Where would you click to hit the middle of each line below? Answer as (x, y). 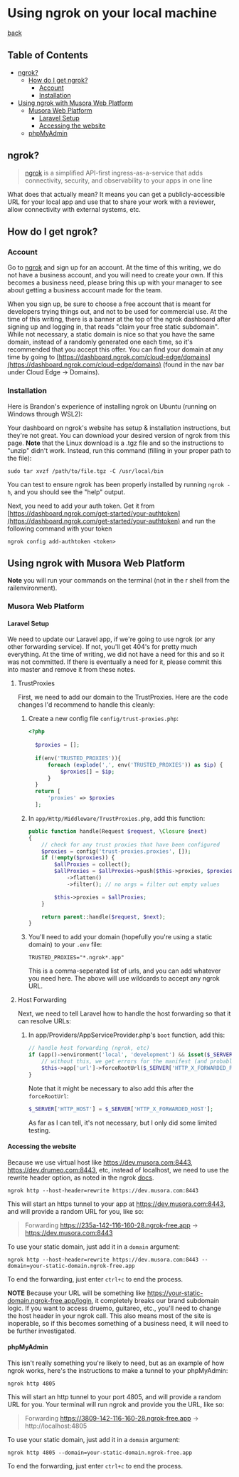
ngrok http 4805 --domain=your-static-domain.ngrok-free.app (100, 1453)
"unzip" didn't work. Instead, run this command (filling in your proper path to (119, 450)
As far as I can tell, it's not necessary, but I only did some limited (122, 1123)
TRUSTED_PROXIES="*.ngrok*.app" (76, 958)
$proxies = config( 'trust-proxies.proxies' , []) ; (116, 851)
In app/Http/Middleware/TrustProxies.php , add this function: (117, 818)
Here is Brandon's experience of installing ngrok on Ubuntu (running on (112, 406)
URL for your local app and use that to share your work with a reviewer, (111, 202)
